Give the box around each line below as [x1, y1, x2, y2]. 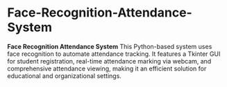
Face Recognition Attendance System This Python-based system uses [7, 42, 212, 50]
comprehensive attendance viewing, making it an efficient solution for [7, 64, 207, 72]
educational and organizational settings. [7, 71, 121, 80]
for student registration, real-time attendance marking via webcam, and [7, 57, 212, 65]
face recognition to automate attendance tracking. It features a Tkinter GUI [7, 50, 221, 58]
